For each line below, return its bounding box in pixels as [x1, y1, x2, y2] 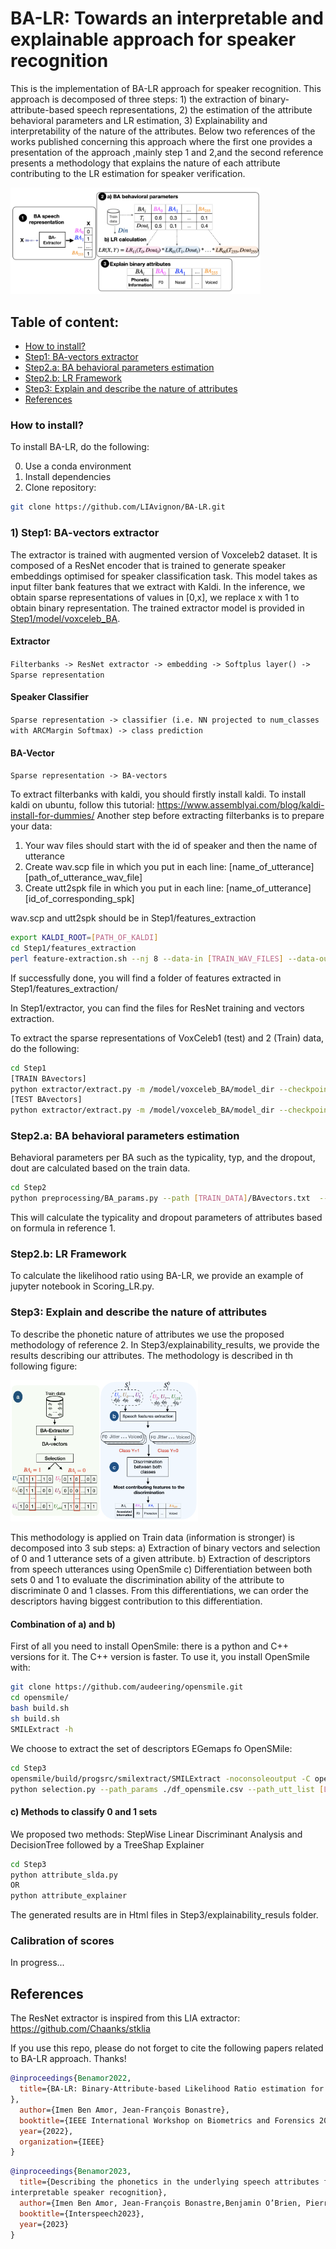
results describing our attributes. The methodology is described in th [10, 1349, 294, 1361]
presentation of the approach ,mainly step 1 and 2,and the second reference [10, 146, 324, 158]
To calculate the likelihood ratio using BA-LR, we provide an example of [10, 1270, 304, 1282]
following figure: [10, 1360, 78, 1372]
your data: [10, 820, 53, 832]
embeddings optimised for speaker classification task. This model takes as [10, 570, 318, 582]
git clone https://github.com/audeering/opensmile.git [10, 1682, 244, 1692]
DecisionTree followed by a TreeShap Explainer [10, 1838, 205, 1851]
